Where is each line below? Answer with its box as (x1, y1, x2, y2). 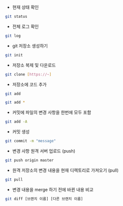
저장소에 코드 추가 (12, 81, 47, 87)
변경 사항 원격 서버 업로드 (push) (12, 148, 75, 154)
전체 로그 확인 (12, 24, 39, 29)
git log (5, 33, 21, 38)
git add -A (5, 119, 28, 124)
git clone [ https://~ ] (5, 72, 52, 77)
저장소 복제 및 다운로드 (12, 62, 56, 68)
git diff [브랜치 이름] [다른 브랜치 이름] (5, 196, 83, 201)
